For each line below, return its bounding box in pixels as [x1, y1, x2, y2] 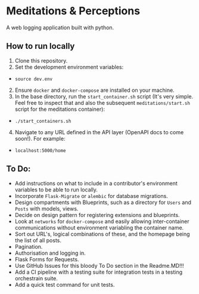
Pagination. [14, 243, 43, 250]
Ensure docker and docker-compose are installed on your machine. [14, 86, 175, 94]
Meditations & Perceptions [6, 4, 141, 18]
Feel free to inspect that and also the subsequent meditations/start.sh [14, 99, 191, 106]
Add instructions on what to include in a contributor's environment [14, 180, 178, 187]
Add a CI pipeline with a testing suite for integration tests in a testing [14, 268, 183, 276]
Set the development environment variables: [14, 63, 124, 70]
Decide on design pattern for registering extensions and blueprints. [14, 211, 180, 218]
